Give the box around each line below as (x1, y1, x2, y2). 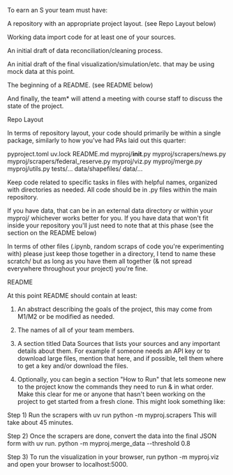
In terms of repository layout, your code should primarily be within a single (7, 129, 221, 137)
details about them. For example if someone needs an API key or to (17, 347, 211, 355)
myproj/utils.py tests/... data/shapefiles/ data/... (7, 165, 143, 173)
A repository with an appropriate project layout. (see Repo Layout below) (7, 20, 216, 27)
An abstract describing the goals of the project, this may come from (17, 305, 213, 313)
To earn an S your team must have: (7, 6, 108, 14)
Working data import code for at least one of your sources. (7, 33, 176, 41)
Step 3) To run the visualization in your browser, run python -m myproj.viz (7, 453, 220, 461)
